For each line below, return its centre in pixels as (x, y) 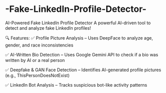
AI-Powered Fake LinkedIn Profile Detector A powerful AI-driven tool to (78, 23)
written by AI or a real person (35, 60)
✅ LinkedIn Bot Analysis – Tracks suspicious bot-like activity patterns (76, 85)
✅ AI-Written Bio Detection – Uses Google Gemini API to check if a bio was (82, 54)
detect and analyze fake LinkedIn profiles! (48, 28)
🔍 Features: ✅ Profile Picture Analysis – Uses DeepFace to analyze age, (79, 38)
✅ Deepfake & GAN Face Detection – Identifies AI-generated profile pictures (83, 70)
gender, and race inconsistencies (39, 45)
